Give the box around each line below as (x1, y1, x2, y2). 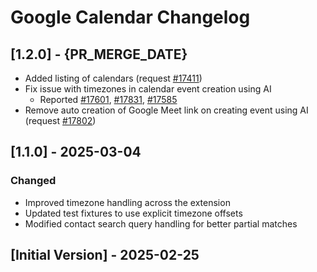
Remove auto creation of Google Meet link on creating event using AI (24, 104, 309, 116)
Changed (10, 174, 57, 188)
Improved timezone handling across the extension (24, 196, 231, 208)
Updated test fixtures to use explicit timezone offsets (24, 207, 243, 219)
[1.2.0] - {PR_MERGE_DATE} (10, 46, 188, 63)
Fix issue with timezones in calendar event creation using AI (24, 83, 272, 95)
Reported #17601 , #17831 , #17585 (39, 94, 178, 105)
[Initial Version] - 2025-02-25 (10, 247, 200, 264)
